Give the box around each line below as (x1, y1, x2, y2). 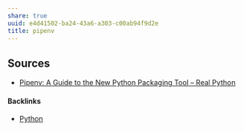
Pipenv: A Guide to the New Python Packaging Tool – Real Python (18, 78, 236, 88)
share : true (7, 11, 47, 20)
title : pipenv (7, 27, 55, 35)
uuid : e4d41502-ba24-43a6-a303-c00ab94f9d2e (7, 19, 159, 27)
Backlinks (7, 96, 42, 105)
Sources (7, 56, 51, 70)
